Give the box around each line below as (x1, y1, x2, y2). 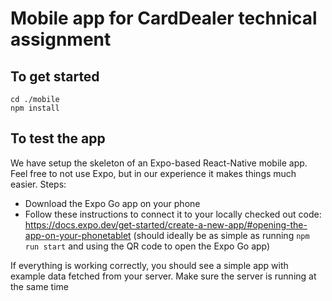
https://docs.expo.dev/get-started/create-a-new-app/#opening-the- (24, 218, 308, 231)
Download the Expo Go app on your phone (24, 197, 201, 209)
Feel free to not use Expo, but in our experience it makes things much (10, 167, 297, 179)
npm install (10, 103, 60, 113)
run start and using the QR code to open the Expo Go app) (24, 240, 271, 252)
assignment (10, 28, 112, 51)
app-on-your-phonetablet (24, 229, 132, 241)
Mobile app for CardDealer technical (10, 7, 318, 30)
